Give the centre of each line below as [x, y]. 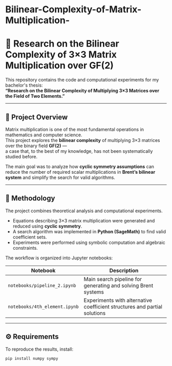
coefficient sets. [30, 237]
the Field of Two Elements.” [35, 96]
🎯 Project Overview [37, 117]
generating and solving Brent [119, 286]
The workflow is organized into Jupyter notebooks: [59, 258]
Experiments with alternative [118, 300]
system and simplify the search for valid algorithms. [60, 177]
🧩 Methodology [30, 198]
